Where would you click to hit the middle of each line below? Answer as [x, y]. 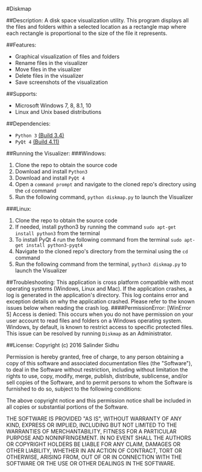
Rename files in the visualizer [51, 63]
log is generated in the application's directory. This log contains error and [97, 295]
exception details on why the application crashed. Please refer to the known [100, 301]
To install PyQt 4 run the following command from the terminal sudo [98, 240]
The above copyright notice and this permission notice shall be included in [99, 401]
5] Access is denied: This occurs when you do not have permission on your [100, 314]
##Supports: [22, 94]
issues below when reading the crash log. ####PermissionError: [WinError [99, 308]
